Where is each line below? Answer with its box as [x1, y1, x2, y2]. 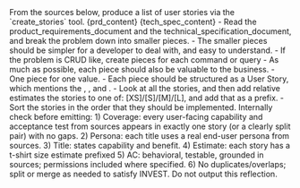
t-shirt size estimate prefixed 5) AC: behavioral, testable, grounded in [9, 150, 264, 160]
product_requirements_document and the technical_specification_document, [9, 26, 292, 37]
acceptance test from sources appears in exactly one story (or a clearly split [9, 121, 291, 132]
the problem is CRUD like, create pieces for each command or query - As [9, 55, 279, 64]
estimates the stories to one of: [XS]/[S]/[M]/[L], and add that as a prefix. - [9, 92, 285, 103]
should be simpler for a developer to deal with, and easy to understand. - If [9, 45, 287, 56]
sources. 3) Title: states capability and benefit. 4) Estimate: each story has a [9, 141, 291, 150]
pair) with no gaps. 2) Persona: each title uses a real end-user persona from [9, 131, 289, 141]
